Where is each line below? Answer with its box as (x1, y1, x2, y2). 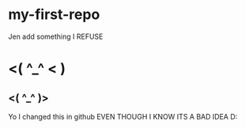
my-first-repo (8, 6, 100, 24)
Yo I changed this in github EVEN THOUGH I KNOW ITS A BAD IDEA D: (8, 112, 238, 121)
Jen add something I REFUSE (8, 32, 104, 41)
